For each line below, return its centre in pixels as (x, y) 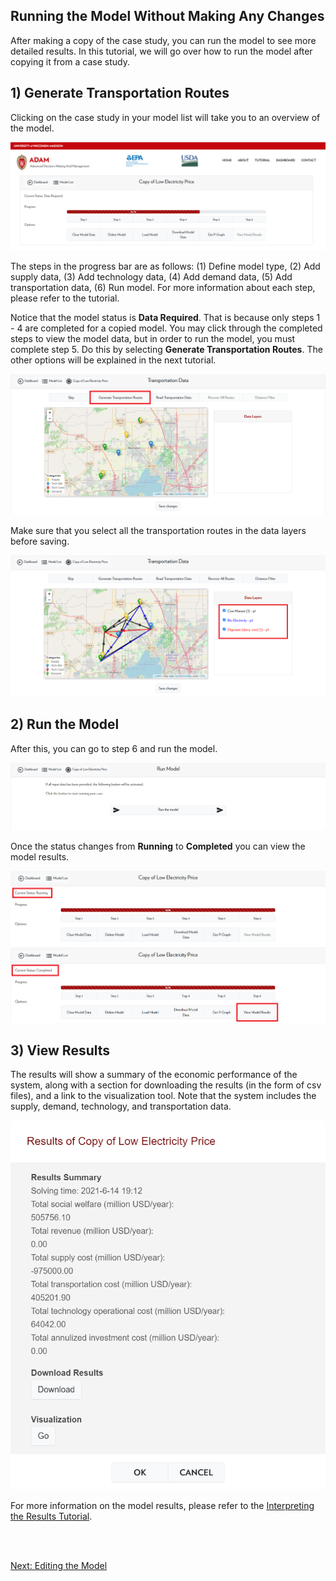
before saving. (40, 541)
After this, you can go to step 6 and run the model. (114, 748)
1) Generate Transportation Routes (120, 93)
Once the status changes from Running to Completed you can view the (158, 846)
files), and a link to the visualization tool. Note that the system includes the (163, 1096)
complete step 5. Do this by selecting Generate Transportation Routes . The (166, 349)
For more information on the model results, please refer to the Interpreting (162, 1506)
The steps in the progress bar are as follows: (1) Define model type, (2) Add (165, 266)
